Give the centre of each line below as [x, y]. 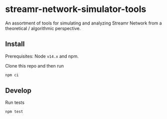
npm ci [12, 75]
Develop [18, 91]
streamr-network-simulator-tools [76, 9]
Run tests [15, 102]
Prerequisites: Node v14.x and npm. [42, 56]
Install [15, 44]
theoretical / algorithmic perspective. [43, 28]
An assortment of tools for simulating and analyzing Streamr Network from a [83, 23]
